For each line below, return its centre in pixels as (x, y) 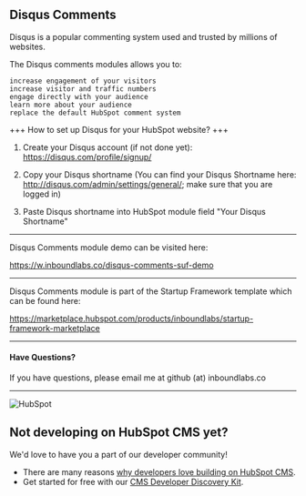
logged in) (42, 194)
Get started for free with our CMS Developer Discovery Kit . (133, 481)
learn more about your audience (71, 105)
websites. (27, 46)
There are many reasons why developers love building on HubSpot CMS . (159, 471)
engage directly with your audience (79, 96)
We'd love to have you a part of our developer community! (118, 454)
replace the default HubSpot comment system (95, 113)
